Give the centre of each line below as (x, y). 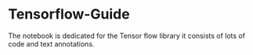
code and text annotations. (51, 43)
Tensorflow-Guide (69, 14)
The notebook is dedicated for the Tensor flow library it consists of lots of (127, 36)
